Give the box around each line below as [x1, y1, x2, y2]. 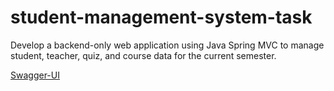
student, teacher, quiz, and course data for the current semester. [10, 49, 277, 61]
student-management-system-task [10, 6, 313, 29]
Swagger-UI [10, 69, 60, 81]
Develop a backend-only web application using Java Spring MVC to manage [10, 39, 325, 51]
